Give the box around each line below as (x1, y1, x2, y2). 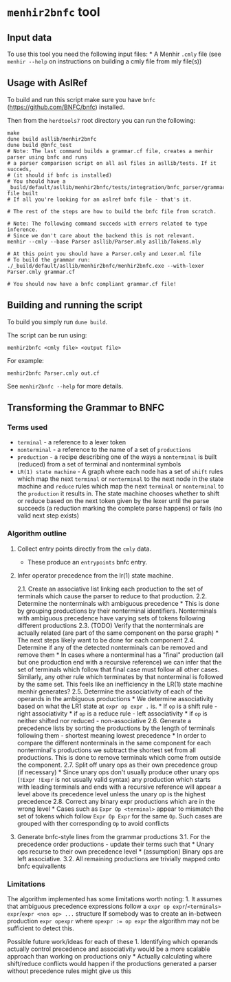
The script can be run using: (7, 331, 87, 339)
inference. (7, 226, 38, 233)
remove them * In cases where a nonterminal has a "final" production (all (16, 650, 223, 659)
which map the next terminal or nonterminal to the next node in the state (16, 475, 224, 483)
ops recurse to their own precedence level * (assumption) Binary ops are (16, 847, 223, 856)
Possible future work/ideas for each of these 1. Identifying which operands (7, 937, 219, 945)
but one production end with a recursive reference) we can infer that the (16, 658, 222, 666)
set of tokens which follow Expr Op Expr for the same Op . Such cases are (16, 812, 223, 820)
